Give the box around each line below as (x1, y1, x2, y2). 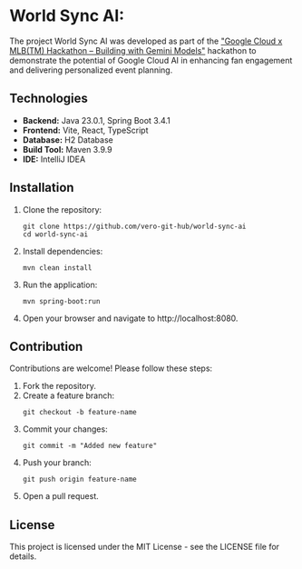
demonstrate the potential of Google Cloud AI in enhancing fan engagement (9, 55, 293, 65)
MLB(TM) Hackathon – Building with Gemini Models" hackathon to (9, 45, 257, 55)
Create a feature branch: (22, 390, 115, 401)
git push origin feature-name (22, 474, 138, 484)
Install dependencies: (22, 245, 103, 256)
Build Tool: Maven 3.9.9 (22, 144, 112, 155)
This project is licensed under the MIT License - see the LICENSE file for (9, 542, 279, 553)
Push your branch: (22, 457, 93, 468)
